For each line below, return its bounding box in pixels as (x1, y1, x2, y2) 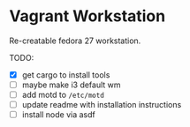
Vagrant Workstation (9, 6, 166, 26)
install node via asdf (21, 109, 95, 120)
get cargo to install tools (21, 69, 110, 80)
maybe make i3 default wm (21, 79, 121, 90)
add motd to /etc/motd (21, 90, 104, 101)
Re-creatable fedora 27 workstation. (9, 35, 141, 46)
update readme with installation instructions (21, 100, 182, 110)
